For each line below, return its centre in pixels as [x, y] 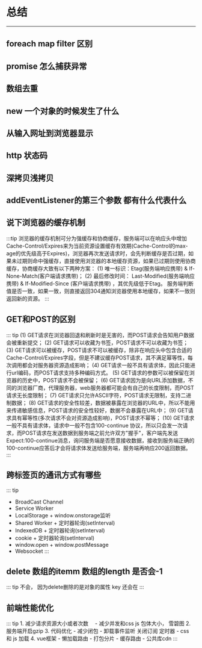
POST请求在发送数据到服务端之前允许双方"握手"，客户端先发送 [100, 433]
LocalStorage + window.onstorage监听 [63, 515]
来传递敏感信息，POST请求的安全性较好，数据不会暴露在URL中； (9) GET [97, 410]
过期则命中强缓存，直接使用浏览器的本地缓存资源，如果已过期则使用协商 [106, 261]
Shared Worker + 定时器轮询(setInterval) [65, 523]
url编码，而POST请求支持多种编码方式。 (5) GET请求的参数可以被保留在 [100, 372]
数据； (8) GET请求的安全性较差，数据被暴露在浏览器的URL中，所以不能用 [103, 403]
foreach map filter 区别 [50, 44]
